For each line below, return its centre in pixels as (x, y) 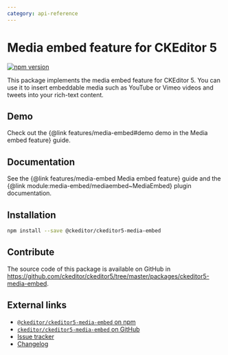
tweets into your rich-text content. (56, 94)
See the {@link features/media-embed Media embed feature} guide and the (114, 179)
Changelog (33, 344)
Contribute (31, 252)
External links (37, 305)
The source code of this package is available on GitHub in (89, 269)
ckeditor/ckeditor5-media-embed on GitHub (78, 329)
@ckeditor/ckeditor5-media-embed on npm (76, 322)
